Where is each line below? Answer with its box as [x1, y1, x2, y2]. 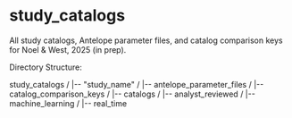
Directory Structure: [9, 62, 83, 72]
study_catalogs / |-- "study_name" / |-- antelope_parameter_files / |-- [9, 79, 264, 89]
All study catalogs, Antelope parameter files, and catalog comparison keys [9, 35, 283, 46]
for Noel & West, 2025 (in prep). [9, 44, 127, 55]
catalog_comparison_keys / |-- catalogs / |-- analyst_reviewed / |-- [9, 88, 256, 99]
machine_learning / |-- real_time [9, 97, 128, 108]
